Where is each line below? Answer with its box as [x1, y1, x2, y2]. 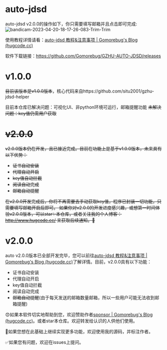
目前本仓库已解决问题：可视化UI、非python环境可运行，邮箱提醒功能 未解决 [5, 104, 162, 110]
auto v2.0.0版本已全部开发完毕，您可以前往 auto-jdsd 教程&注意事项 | [5, 252, 147, 258]
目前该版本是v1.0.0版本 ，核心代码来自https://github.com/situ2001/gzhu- [5, 88, 154, 94]
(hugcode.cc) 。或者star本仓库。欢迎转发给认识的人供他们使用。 [5, 318, 138, 324]
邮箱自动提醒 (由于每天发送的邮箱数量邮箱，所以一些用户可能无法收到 [12, 294, 155, 300]
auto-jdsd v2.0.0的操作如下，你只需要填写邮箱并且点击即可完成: [5, 21, 137, 27]
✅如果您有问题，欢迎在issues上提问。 [5, 339, 84, 345]
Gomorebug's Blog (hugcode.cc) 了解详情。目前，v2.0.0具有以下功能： [5, 258, 152, 265]
